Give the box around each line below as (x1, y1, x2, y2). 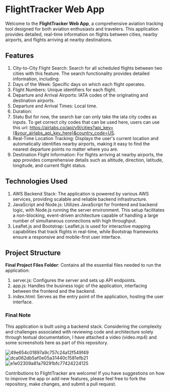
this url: (12, 124, 29, 130)
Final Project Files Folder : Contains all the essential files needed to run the (5, 262, 161, 268)
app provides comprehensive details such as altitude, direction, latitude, (12, 157, 163, 163)
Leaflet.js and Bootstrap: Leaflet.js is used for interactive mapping (12, 223, 151, 229)
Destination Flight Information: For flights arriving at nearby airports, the (12, 151, 163, 157)
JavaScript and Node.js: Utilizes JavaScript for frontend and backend (12, 201, 158, 207)
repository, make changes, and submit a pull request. (5, 381, 117, 387)
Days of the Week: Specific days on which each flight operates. (12, 81, 146, 87)
